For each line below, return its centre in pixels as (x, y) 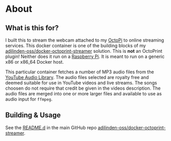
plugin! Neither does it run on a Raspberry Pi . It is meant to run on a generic (85, 56)
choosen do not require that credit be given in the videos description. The (83, 88)
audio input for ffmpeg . (29, 99)
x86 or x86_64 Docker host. (35, 62)
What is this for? (32, 28)
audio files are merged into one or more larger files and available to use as (84, 94)
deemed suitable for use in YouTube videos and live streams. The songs (81, 83)
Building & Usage (33, 115)
